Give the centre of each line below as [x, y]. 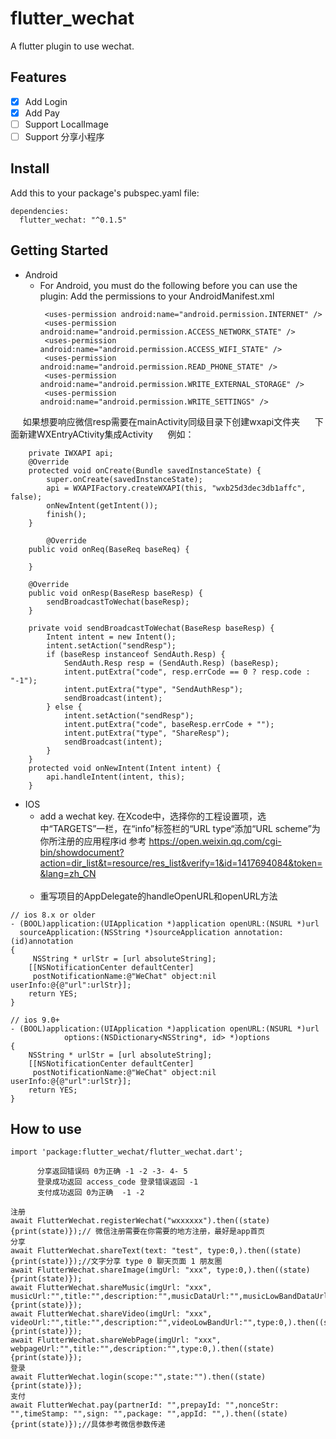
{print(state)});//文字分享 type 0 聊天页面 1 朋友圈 [116, 1262]
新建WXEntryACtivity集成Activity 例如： [106, 434]
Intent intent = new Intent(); [111, 637]
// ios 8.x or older [53, 915]
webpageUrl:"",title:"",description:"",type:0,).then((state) [142, 1349]
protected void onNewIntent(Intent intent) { [125, 768]
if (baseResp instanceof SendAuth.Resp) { [136, 654]
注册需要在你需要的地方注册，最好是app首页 [187, 1232]
